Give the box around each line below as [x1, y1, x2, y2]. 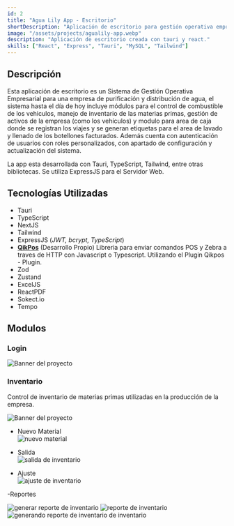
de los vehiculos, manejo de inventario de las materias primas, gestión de [7, 109, 218, 117]
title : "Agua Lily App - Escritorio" [7, 17, 117, 24]
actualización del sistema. [7, 146, 81, 154]
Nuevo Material [17, 427, 61, 435]
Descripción [7, 68, 61, 80]
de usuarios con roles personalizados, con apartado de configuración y [7, 139, 212, 147]
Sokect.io [17, 294, 45, 303]
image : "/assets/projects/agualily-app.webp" [7, 29, 141, 37]
